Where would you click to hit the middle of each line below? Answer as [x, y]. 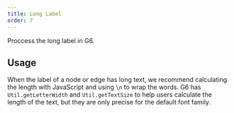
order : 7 [20, 20]
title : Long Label [34, 14]
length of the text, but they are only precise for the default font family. [109, 102]
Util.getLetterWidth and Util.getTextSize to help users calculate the [110, 95]
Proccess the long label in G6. [51, 40]
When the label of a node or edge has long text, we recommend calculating [117, 80]
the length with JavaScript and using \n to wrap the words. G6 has [104, 87]
